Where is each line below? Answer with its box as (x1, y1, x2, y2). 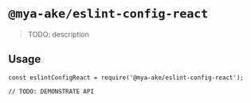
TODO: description (27, 29, 90, 39)
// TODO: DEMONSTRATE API (8, 87, 94, 95)
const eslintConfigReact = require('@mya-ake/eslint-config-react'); (8, 74, 245, 82)
